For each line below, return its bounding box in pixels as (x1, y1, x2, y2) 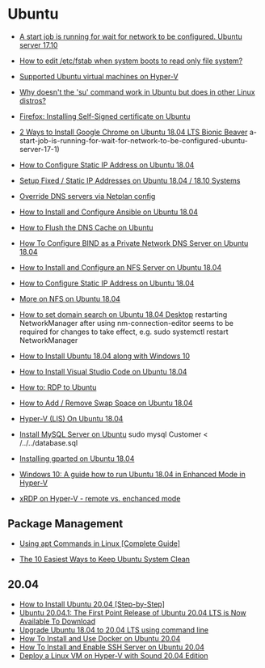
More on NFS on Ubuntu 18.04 (19, 294, 120, 303)
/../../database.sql (19, 438, 78, 447)
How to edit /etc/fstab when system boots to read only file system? (19, 56, 243, 66)
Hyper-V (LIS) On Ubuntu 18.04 (19, 413, 124, 423)
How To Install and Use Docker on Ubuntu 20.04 (19, 633, 181, 643)
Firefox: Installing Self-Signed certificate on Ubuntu (19, 111, 191, 121)
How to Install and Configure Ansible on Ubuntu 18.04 (19, 207, 199, 217)
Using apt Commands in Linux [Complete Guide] (19, 539, 181, 548)
